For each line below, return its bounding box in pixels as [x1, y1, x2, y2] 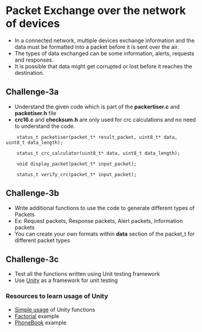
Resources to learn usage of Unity [5, 292, 108, 300]
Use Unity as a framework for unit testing [14, 277, 118, 284]
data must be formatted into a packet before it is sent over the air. [14, 43, 179, 51]
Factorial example [14, 312, 60, 320]
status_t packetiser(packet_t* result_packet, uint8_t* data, [16, 134, 178, 140]
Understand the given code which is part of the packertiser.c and [14, 103, 180, 110]
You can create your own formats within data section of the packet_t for [14, 230, 195, 238]
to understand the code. [14, 122, 75, 130]
